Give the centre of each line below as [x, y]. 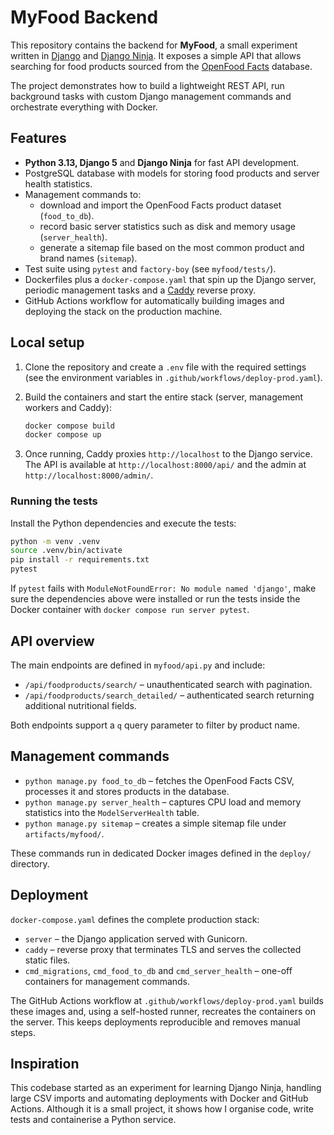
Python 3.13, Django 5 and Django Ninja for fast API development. [162, 162]
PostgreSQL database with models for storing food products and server [172, 173]
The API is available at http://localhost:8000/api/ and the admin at [165, 465]
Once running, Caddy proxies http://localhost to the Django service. [168, 454]
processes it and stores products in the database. [127, 791]
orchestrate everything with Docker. [84, 107]
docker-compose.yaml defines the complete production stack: [135, 919]
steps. [23, 1032]
